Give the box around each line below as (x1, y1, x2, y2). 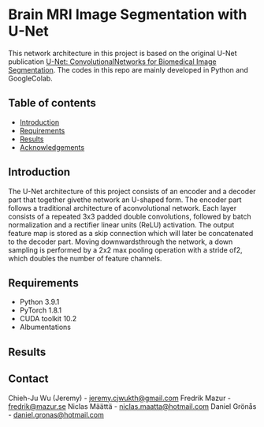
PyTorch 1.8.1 (19, 305, 62, 315)
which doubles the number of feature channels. (8, 253, 162, 263)
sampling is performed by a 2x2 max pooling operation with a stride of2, (8, 245, 243, 254)
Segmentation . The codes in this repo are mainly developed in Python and (8, 65, 248, 74)
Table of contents (8, 96, 96, 110)
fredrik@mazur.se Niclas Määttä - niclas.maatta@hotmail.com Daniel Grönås (8, 401, 257, 411)
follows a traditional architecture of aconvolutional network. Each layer (8, 203, 237, 212)
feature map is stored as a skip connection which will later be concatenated (8, 228, 254, 238)
